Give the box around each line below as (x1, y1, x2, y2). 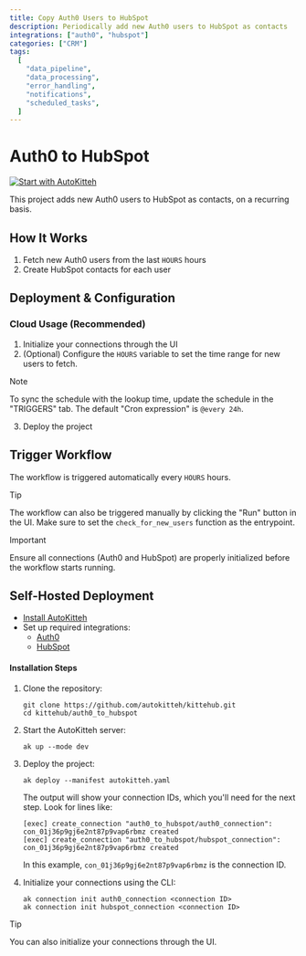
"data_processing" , (26, 73, 100, 82)
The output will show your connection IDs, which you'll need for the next (22, 792, 296, 803)
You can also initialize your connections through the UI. (9, 936, 217, 947)
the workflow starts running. (9, 562, 116, 573)
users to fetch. (22, 358, 78, 369)
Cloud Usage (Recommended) (9, 318, 146, 331)
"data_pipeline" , (26, 65, 92, 74)
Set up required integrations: (22, 622, 131, 633)
